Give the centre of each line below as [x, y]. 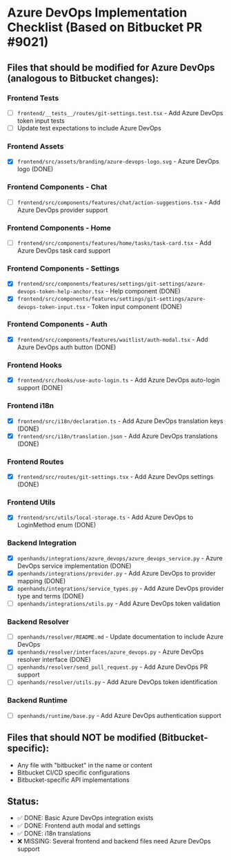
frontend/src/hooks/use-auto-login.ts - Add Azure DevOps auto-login [119, 380]
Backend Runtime [37, 701]
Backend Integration [42, 543]
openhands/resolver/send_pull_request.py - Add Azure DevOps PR [112, 667]
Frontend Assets [36, 146]
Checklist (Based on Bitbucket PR [105, 27]
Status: [23, 802]
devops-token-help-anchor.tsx [61, 292]
